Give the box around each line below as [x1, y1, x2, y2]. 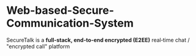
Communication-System [6, 16, 134, 30]
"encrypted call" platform [6, 43, 70, 50]
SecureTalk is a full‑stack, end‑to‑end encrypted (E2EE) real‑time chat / [6, 36, 191, 43]
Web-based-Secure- [6, 4, 114, 17]
